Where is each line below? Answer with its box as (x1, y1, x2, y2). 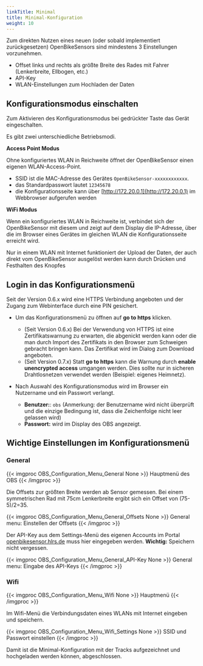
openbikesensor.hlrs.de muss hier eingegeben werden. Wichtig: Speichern (6, 538, 194, 545)
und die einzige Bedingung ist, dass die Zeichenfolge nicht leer (24, 408, 182, 414)
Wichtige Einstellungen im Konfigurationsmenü (6, 438, 190, 448)
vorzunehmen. (6, 50, 43, 57)
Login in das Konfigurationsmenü (6, 279, 135, 290)
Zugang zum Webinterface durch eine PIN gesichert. (6, 302, 139, 309)
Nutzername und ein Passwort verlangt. (15, 389, 115, 396)
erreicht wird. (6, 237, 40, 245)
